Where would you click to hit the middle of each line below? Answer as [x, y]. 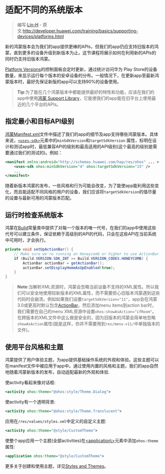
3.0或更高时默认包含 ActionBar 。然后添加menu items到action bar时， [87, 305]
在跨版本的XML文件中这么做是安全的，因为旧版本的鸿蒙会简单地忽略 [86, 317]
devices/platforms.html [41, 36]
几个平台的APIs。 [43, 104]
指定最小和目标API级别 [40, 121]
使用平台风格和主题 [34, 347]
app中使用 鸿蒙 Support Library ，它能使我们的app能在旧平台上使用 [84, 98]
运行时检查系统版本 [34, 215]
